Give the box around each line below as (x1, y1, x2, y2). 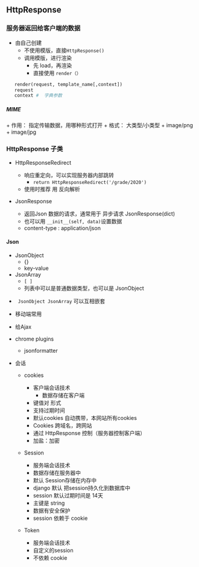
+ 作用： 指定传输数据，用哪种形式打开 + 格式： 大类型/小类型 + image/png (6, 122, 194, 129)
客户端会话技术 (33, 384, 71, 391)
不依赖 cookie (33, 554, 68, 562)
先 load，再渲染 (33, 62, 72, 69)
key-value (24, 264, 49, 272)
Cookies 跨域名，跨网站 (33, 422, 92, 429)
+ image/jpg (6, 128, 37, 136)
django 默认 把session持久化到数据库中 (33, 484, 131, 491)
